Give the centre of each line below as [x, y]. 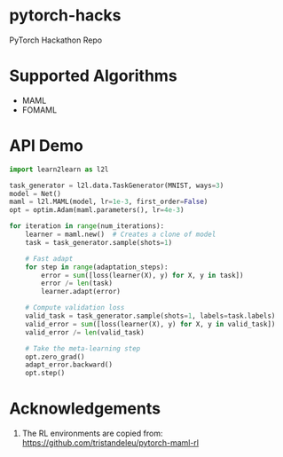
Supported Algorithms [93, 76]
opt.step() [45, 374]
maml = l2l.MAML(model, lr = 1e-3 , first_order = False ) [109, 202]
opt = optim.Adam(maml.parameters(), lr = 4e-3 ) [97, 210]
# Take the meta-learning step [83, 348]
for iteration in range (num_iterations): [87, 226]
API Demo [47, 146]
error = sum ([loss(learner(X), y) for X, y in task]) [142, 275]
